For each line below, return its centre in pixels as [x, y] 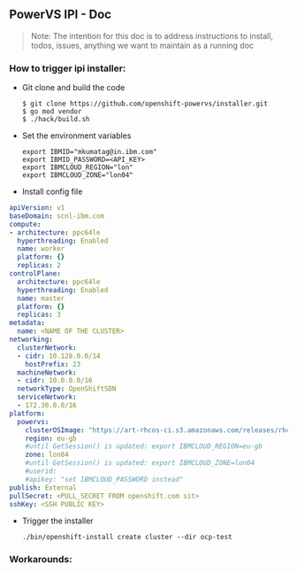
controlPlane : [35, 274]
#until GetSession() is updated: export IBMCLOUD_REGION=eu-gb [144, 446]
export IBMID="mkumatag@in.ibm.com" [89, 152]
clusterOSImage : [55, 430]
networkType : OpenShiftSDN [67, 389]
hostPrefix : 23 [53, 364]
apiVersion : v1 [37, 208]
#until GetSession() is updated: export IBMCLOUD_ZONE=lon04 [140, 463]
